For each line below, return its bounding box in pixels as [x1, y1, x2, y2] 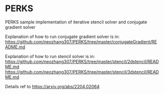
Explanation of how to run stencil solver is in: [5, 53, 95, 59]
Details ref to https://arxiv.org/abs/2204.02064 [5, 83, 100, 89]
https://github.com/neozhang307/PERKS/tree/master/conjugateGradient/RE [5, 38, 157, 44]
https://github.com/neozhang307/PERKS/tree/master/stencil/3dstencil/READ [5, 69, 159, 75]
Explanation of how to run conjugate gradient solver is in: [5, 34, 120, 39]
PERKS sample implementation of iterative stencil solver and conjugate [5, 19, 147, 25]
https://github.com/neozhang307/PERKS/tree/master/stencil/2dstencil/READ [5, 58, 159, 64]
